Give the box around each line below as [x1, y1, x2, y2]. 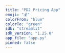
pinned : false [5, 40, 36, 45]
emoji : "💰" [5, 12, 30, 17]
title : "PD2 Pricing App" [5, 7, 60, 13]
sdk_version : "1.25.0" [5, 31, 54, 36]
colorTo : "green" [5, 21, 42, 27]
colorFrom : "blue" [5, 17, 45, 22]
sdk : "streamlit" [5, 26, 42, 31]
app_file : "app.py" [5, 36, 47, 41]
